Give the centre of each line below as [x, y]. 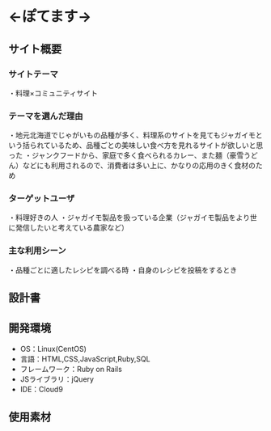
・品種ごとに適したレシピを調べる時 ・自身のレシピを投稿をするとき [123, 270]
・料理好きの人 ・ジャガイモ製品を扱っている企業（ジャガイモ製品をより [129, 218]
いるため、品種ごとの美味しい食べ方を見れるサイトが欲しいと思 [157, 146]
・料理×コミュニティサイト [53, 93]
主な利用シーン [37, 251]
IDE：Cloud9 [41, 389]
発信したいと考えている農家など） [72, 228]
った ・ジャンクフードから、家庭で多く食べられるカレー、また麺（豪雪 [126, 155]
